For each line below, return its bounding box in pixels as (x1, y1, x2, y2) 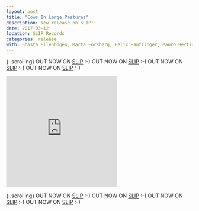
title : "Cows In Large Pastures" (6, 14, 89, 20)
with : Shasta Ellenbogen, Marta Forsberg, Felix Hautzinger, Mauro (6, 42, 176, 48)
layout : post (6, 8, 38, 15)
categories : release (6, 36, 57, 42)
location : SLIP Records (6, 31, 65, 37)
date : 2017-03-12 (6, 25, 49, 31)
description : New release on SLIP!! (6, 20, 97, 25)
